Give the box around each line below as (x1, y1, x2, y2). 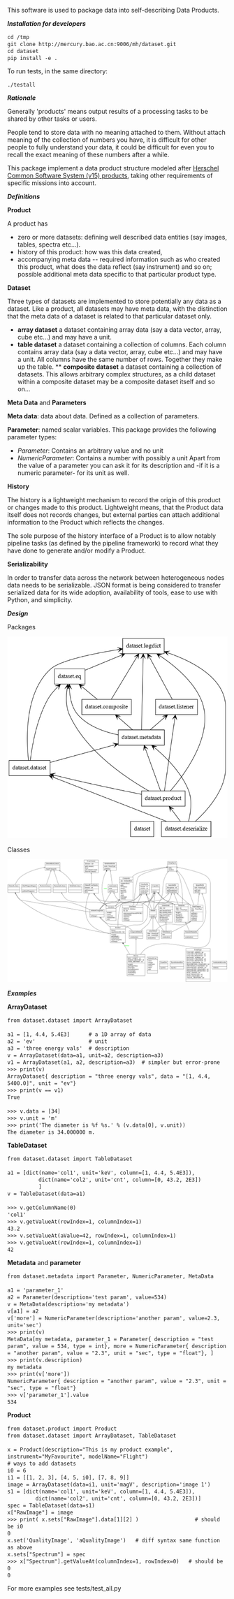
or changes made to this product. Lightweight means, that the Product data (7, 503, 224, 511)
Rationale (7, 94, 36, 102)
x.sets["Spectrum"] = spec (7, 1551, 86, 1558)
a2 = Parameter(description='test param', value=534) (7, 1294, 168, 1301)
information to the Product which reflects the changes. (7, 518, 165, 526)
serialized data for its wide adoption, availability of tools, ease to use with (7, 588, 218, 597)
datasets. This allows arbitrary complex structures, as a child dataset (17, 370, 216, 378)
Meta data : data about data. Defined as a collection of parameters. (7, 412, 200, 420)
